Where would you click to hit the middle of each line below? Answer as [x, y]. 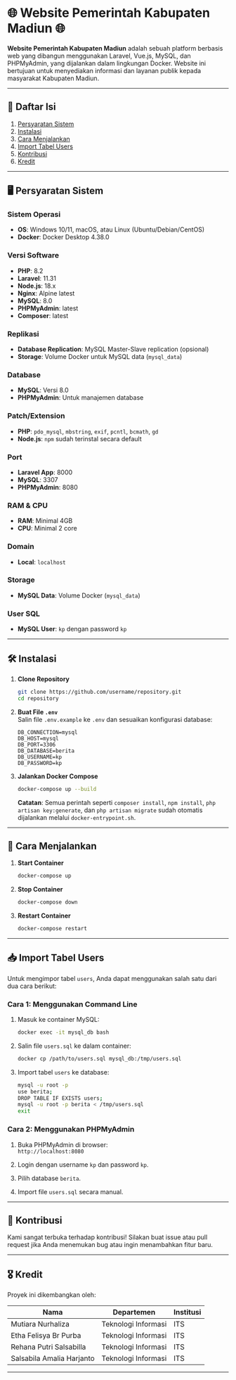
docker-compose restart [52, 929]
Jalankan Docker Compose [58, 776]
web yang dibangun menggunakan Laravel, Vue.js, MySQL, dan [99, 56]
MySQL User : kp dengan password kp [72, 629]
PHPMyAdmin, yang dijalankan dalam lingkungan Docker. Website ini [106, 63]
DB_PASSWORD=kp [40, 763]
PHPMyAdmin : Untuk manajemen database [80, 398]
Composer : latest [43, 315]
